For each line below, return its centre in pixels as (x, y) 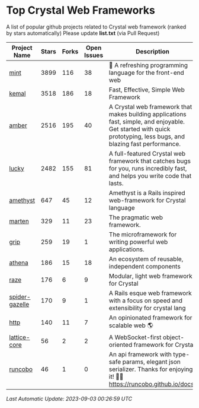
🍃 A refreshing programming (148, 65)
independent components (145, 266)
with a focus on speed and (145, 301)
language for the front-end (147, 72)
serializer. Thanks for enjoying (151, 369)
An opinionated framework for (150, 317)
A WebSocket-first (135, 337)
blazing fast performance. (145, 144)
